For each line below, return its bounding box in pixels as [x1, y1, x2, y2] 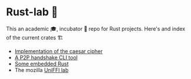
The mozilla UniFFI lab [14, 66, 69, 73]
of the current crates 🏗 [6, 34, 63, 41]
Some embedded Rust [14, 60, 69, 67]
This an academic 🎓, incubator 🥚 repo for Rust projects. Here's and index [6, 25, 186, 32]
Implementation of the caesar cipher [14, 47, 103, 55]
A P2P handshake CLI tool [14, 54, 78, 61]
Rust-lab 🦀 [6, 5, 58, 19]
